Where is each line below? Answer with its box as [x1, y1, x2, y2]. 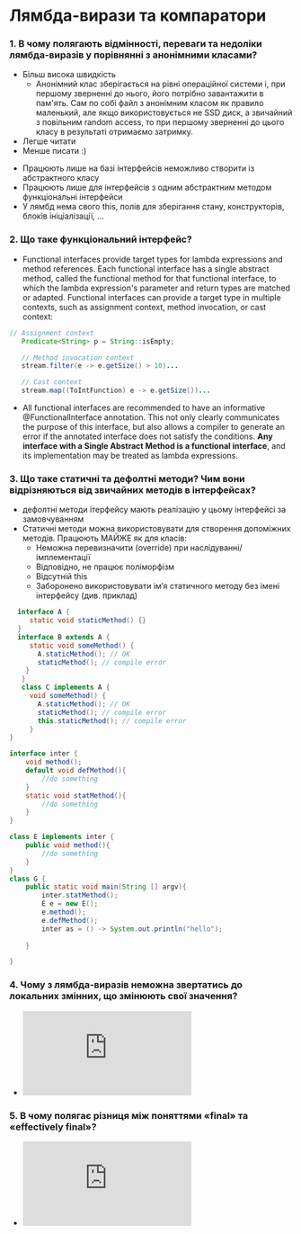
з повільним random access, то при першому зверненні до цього [35, 117, 285, 128]
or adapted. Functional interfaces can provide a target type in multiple [22, 291, 281, 302]
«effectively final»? [9, 1121, 97, 1133]
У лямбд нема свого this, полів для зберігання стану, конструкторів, [22, 201, 285, 212]
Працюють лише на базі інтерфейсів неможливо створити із [22, 163, 254, 174]
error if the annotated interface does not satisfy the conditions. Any [22, 431, 273, 442]
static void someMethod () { [29, 640, 135, 650]
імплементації [35, 552, 91, 563]
